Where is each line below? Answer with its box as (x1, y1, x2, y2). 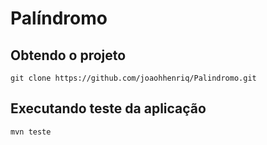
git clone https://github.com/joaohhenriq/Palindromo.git (10, 73, 257, 83)
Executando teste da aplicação (10, 100, 207, 117)
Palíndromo (10, 7, 108, 30)
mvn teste (10, 127, 52, 137)
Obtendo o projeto (10, 47, 127, 64)
